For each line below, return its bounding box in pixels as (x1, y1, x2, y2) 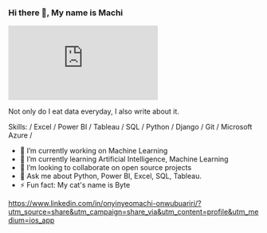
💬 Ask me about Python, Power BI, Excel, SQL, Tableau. (19, 171, 202, 181)
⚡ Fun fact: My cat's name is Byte (19, 181, 131, 190)
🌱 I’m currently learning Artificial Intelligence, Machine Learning (19, 154, 229, 164)
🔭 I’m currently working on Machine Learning (19, 146, 168, 156)
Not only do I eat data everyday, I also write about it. (8, 107, 179, 116)
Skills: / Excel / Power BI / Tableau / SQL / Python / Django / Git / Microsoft (8, 122, 253, 132)
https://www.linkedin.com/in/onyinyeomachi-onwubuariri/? (8, 199, 202, 208)
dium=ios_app (8, 216, 55, 225)
